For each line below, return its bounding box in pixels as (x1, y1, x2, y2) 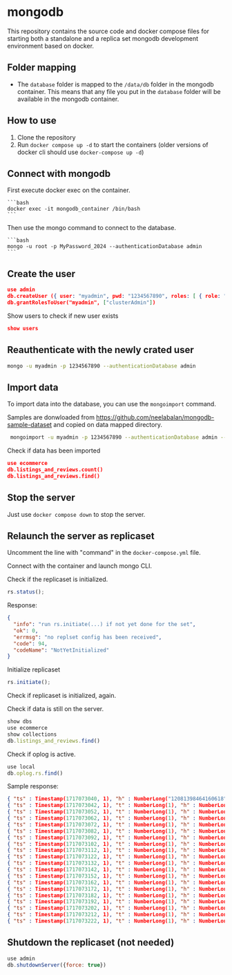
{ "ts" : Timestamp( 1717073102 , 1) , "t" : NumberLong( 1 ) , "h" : (7, 840, 196, 847)
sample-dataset (7, 421, 52, 429)
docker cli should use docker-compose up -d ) (17, 148, 144, 156)
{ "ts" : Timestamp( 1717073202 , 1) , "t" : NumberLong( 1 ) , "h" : (7, 905, 196, 912)
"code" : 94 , (13, 640, 48, 647)
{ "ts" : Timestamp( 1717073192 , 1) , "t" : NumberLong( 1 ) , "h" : (7, 898, 196, 905)
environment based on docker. (7, 41, 95, 50)
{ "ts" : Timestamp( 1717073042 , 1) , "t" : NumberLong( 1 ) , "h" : (7, 802, 196, 809)
